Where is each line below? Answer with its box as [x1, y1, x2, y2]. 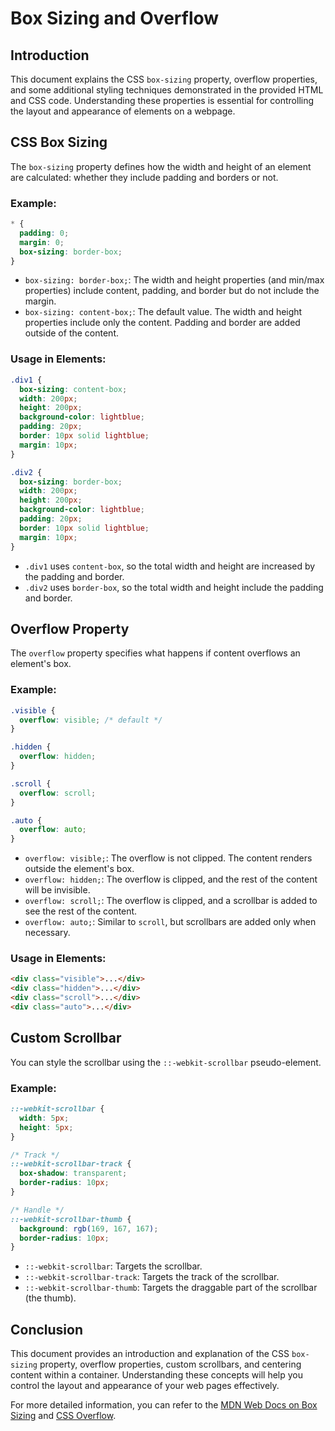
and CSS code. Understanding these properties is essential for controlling [10, 95, 315, 106]
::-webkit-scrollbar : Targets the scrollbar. [24, 1260, 203, 1272]
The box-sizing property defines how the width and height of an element [10, 160, 312, 172]
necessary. [24, 927, 71, 939]
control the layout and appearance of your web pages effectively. [10, 1380, 280, 1392]
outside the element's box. [24, 863, 135, 875]
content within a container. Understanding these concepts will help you [10, 1369, 304, 1381]
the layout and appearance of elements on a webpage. [10, 105, 236, 117]
